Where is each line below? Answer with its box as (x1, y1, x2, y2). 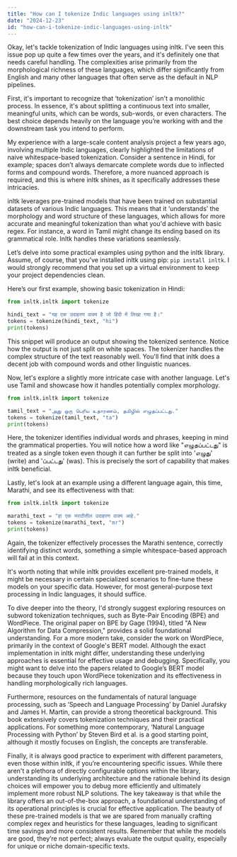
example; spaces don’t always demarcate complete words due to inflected (7, 161, 224, 169)
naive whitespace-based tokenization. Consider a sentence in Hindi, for (7, 153, 216, 161)
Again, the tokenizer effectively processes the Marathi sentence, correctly (7, 538, 224, 547)
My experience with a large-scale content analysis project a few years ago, (7, 138, 226, 147)
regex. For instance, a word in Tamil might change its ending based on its (7, 227, 221, 236)
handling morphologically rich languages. (7, 679, 128, 687)
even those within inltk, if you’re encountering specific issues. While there (7, 759, 223, 767)
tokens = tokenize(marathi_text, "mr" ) (7, 519, 125, 526)
